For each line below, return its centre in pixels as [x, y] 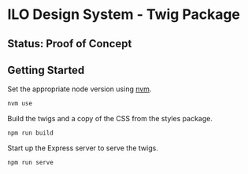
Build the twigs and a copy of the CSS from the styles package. [110, 119]
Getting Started [46, 70]
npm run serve [31, 163]
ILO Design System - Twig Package [124, 15]
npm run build [31, 133]
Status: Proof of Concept [70, 44]
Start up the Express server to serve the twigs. [83, 148]
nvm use [20, 104]
